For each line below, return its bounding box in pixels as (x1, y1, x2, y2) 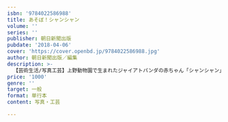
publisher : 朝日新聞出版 (7, 35, 72, 42)
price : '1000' (7, 73, 48, 80)
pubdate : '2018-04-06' (7, 42, 72, 48)
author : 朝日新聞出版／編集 (7, 55, 78, 61)
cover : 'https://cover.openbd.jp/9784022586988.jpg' (7, 48, 160, 55)
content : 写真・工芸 (7, 99, 60, 106)
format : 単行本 (7, 93, 47, 100)
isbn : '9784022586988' (7, 10, 72, 17)
